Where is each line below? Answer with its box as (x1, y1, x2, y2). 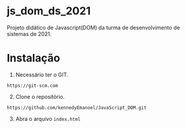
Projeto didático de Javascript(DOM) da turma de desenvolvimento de (7, 24, 181, 31)
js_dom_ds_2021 (7, 4, 91, 18)
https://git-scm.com (7, 83, 59, 89)
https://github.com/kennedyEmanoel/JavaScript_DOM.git (7, 105, 147, 111)
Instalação (7, 51, 61, 65)
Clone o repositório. (15, 93, 65, 100)
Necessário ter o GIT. (15, 71, 68, 78)
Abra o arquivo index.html (15, 115, 81, 122)
